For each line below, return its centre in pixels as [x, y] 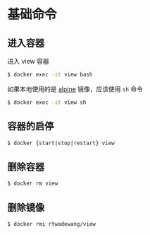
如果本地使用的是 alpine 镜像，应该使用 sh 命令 [75, 88]
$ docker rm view [33, 184]
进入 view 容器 [28, 61]
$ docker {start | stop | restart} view [61, 143]
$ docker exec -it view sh [47, 102]
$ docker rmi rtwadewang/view [52, 224]
